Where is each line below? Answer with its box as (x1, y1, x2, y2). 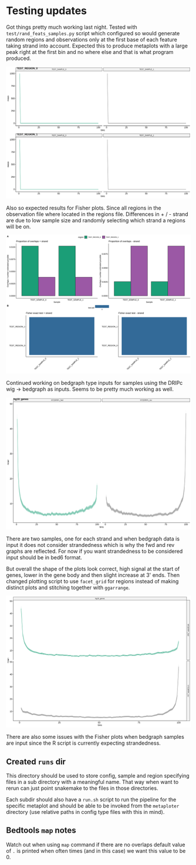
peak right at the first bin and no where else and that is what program (6, 48, 174, 55)
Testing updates (6, 4, 87, 18)
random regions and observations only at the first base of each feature (6, 36, 177, 43)
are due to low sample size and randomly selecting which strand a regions (6, 217, 186, 224)
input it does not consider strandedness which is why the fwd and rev (6, 541, 175, 548)
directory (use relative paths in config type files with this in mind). (6, 809, 165, 816)
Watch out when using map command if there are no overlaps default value (6, 841, 185, 848)
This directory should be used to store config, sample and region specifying (6, 772, 190, 779)
